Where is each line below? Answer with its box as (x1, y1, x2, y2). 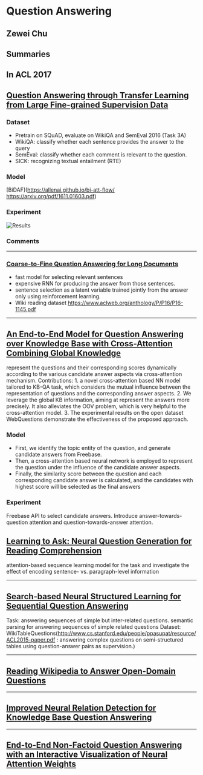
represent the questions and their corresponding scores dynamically (6, 364, 177, 371)
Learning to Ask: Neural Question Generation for (6, 536, 192, 546)
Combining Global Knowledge (6, 347, 121, 358)
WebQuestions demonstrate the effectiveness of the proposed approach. (6, 415, 188, 423)
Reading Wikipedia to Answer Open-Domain (6, 666, 176, 676)
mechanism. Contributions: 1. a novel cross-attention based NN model (6, 377, 181, 384)
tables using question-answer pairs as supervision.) (6, 643, 135, 650)
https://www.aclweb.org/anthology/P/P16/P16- (67, 299, 184, 307)
